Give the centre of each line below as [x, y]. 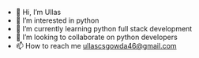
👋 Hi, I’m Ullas [38, 12]
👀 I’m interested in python [57, 20]
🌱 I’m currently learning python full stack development [104, 29]
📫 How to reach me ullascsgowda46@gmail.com [96, 46]
